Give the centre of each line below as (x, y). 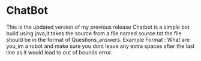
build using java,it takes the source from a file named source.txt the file (94, 33)
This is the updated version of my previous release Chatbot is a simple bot (98, 27)
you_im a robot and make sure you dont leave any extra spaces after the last (100, 46)
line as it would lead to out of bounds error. (59, 52)
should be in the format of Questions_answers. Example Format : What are (98, 39)
